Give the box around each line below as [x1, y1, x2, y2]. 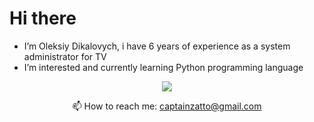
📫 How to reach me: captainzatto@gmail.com [72, 100, 262, 112]
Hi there [9, 7, 77, 30]
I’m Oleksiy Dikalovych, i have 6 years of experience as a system [23, 40, 291, 52]
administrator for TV [23, 50, 107, 62]
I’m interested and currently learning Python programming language [23, 61, 304, 73]
